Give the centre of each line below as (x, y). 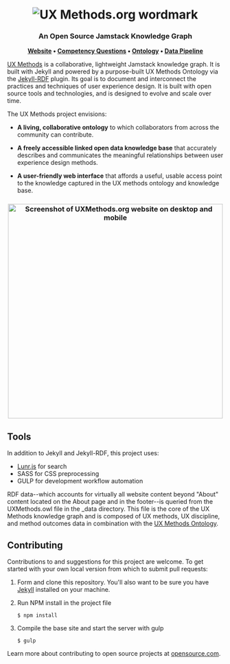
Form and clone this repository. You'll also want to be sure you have (113, 582)
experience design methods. (57, 163)
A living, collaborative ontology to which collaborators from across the (118, 128)
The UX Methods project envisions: (57, 114)
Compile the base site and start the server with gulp (90, 628)
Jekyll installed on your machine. (64, 590)
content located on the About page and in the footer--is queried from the (110, 502)
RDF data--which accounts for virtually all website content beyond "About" (113, 494)
